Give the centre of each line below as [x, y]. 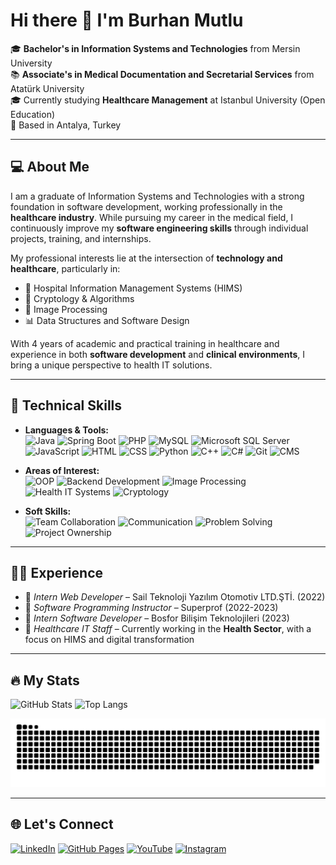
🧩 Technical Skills [66, 405]
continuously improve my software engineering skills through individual [159, 228]
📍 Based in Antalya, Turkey [66, 125]
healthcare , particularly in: [65, 268]
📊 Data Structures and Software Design [107, 320]
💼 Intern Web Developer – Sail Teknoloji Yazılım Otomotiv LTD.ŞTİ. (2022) [175, 597]
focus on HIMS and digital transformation [109, 640]
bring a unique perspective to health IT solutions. [111, 365]
